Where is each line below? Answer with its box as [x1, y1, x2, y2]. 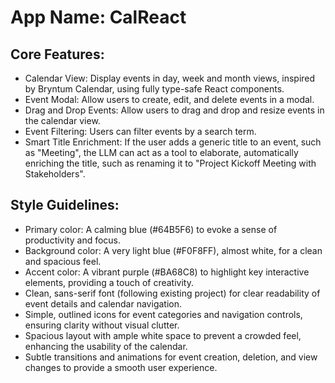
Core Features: [10, 46, 105, 63]
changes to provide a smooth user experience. [24, 361, 218, 373]
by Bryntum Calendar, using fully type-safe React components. [24, 83, 285, 95]
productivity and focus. [24, 234, 122, 246]
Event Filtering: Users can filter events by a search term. [24, 126, 257, 137]
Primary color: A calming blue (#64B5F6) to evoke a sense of [24, 223, 278, 235]
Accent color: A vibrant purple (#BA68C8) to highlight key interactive [24, 266, 310, 278]
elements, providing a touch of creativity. [24, 276, 194, 288]
